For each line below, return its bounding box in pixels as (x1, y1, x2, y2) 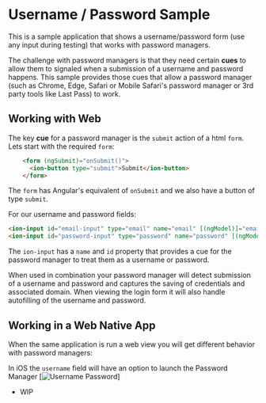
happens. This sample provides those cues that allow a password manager (8, 72, 253, 82)
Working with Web (8, 112, 101, 126)
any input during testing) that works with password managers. (8, 40, 211, 49)
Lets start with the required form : (8, 141, 115, 151)
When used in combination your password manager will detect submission (8, 271, 252, 280)
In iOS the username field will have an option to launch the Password (8, 363, 228, 373)
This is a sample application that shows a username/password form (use (8, 32, 245, 41)
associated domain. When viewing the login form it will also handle (8, 287, 226, 297)
